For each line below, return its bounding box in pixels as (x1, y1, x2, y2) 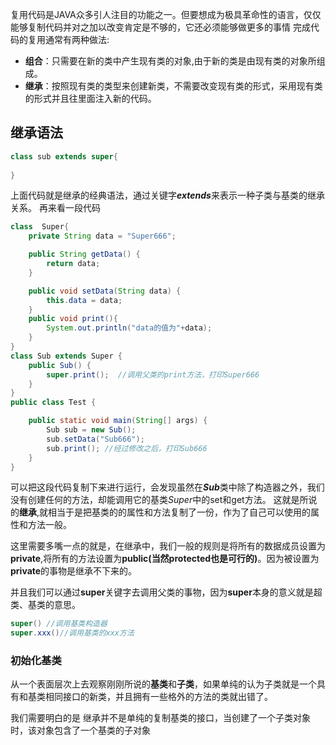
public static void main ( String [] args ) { (28, 416, 208, 426)
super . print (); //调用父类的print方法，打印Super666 (46, 369, 260, 380)
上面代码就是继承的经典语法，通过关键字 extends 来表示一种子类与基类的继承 (10, 189, 325, 202)
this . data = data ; (46, 295, 123, 305)
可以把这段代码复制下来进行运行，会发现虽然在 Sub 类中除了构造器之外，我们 (10, 481, 325, 493)
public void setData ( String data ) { (28, 286, 182, 296)
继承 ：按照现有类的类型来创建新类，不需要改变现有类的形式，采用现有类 (24, 80, 323, 92)
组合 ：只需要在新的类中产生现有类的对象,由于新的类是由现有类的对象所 (24, 55, 317, 67)
